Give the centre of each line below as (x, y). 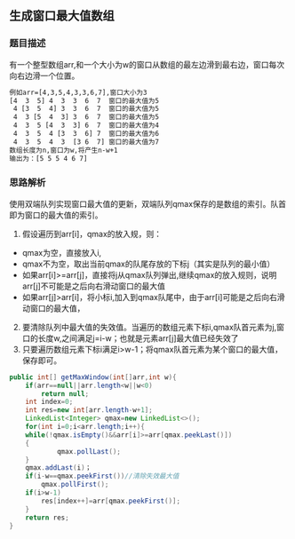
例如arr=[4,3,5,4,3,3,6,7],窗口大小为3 (78, 92)
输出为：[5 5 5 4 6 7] (48, 158)
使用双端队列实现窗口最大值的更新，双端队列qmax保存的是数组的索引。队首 (148, 203)
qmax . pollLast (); (89, 451)
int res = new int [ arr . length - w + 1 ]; (89, 410)
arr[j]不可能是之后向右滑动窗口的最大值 (94, 286)
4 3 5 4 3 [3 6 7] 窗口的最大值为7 (86, 142)
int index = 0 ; (49, 402)
